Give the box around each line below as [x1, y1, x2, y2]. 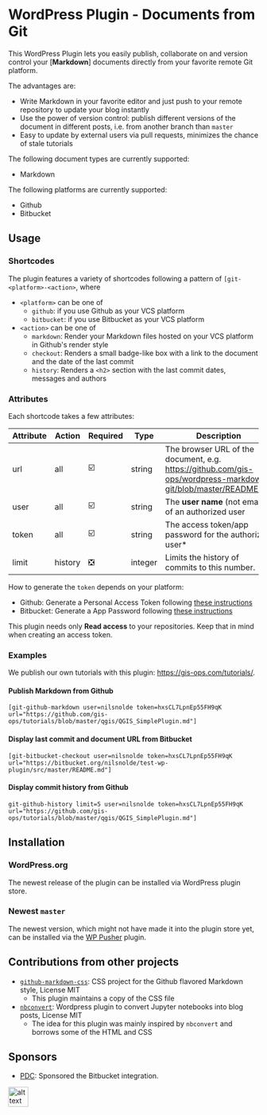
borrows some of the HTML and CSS [31, 1027, 153, 1036]
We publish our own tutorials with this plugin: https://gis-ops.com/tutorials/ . [8, 668, 256, 677]
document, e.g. [164, 453, 222, 464]
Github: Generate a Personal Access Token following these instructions [19, 598, 253, 607]
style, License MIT [19, 985, 81, 994]
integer [130, 556, 157, 567]
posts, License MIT [19, 1010, 83, 1020]
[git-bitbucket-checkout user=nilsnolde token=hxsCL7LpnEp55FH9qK [8, 752, 233, 760]
